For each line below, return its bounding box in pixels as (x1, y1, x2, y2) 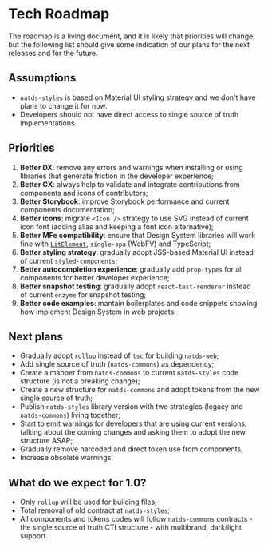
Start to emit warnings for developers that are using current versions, (19, 419, 247, 428)
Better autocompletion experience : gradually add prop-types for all (19, 264, 243, 274)
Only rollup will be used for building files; (19, 497, 158, 507)
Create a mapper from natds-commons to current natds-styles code (19, 368, 239, 378)
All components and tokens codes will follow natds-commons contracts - (19, 514, 253, 524)
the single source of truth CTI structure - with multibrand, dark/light (19, 522, 242, 532)
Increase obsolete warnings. (19, 453, 114, 463)
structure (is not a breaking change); (19, 376, 141, 386)
